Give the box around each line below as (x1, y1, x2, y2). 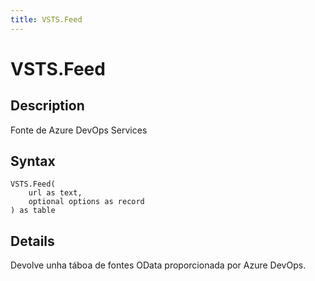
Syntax (10, 153, 56, 170)
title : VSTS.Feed (10, 14, 83, 25)
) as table (10, 206, 56, 216)
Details (10, 232, 55, 250)
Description (10, 97, 85, 115)
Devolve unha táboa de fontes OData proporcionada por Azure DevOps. (10, 259, 307, 271)
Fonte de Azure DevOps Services (10, 124, 148, 136)
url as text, (28, 188, 83, 198)
